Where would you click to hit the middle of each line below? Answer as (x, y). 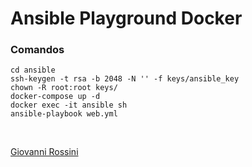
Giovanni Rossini (44, 152)
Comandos (37, 50)
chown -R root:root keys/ (64, 88)
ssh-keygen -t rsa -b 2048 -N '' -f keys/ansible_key (125, 79)
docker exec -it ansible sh (69, 105)
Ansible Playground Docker (126, 18)
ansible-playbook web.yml (64, 114)
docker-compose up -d (55, 97)
